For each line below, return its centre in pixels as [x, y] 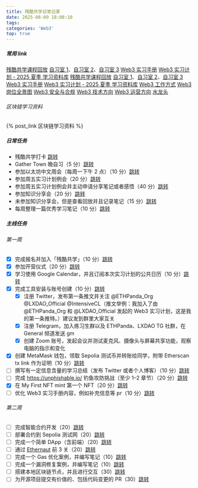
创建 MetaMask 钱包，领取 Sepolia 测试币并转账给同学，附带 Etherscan [102, 356]
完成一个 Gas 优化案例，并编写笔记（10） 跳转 [70, 457]
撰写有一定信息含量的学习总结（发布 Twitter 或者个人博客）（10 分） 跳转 [102, 370]
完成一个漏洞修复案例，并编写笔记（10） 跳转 [69, 464]
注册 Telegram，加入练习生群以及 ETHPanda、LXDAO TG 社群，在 [105, 326]
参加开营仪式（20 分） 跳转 [47, 266]
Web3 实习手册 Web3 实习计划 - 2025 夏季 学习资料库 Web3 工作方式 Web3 [99, 84]
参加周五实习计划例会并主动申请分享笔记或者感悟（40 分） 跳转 [92, 186]
